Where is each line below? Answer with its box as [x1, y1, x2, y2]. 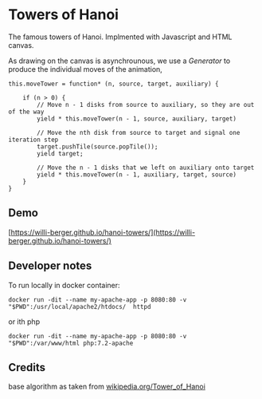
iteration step [8, 136, 59, 144]
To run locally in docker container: [8, 280, 121, 290]
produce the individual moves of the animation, [8, 64, 163, 73]
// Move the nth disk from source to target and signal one [37, 128, 240, 136]
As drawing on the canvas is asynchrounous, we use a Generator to [8, 56, 231, 65]
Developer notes [8, 259, 92, 273]
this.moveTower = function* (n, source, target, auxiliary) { [8, 80, 219, 88]
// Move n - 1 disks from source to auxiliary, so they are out [37, 101, 255, 109]
